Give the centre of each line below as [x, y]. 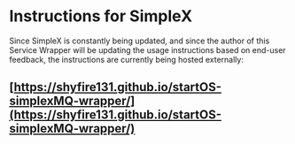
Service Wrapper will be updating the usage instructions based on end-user [147, 49]
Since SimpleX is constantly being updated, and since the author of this [140, 41]
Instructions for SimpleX [101, 16]
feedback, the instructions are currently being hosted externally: [126, 59]
